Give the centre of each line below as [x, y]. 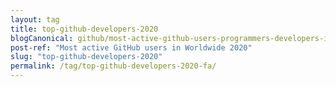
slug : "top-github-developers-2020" [86, 57]
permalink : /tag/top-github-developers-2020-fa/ [113, 66]
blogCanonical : [42, 38]
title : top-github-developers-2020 [84, 29]
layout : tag [35, 19]
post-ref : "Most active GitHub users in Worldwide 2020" [131, 47]
